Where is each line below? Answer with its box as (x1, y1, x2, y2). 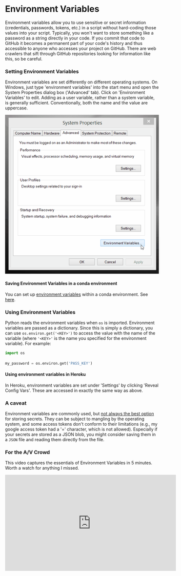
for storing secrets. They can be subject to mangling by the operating (5, 416, 145, 422)
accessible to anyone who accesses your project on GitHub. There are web (5, 45, 157, 51)
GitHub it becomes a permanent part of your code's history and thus (5, 40, 143, 46)
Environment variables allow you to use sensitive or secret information (5, 20, 146, 25)
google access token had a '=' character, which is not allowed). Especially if (5, 426, 158, 432)
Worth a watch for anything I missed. (5, 465, 79, 471)
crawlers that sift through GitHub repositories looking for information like (5, 50, 151, 57)
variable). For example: (5, 340, 51, 346)
